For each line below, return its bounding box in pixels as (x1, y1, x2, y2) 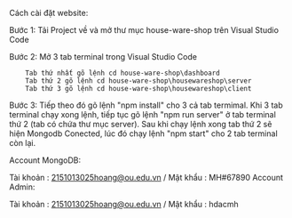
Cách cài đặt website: (9, 8, 89, 18)
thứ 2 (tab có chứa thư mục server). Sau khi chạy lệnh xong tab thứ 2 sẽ (9, 119, 272, 129)
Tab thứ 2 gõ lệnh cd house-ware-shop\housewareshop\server (25, 77, 252, 85)
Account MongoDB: (9, 155, 82, 166)
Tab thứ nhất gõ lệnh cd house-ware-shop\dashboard (25, 69, 220, 77)
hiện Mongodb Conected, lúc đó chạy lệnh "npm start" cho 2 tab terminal (9, 128, 278, 139)
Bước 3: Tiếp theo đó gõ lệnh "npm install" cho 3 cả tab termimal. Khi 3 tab (9, 100, 284, 110)
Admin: (9, 182, 36, 192)
